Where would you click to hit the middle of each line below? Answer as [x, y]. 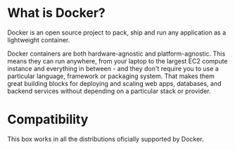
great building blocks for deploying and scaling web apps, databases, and [114, 83]
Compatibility [48, 119]
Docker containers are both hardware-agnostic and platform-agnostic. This [116, 54]
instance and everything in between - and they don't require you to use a [113, 68]
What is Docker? [56, 13]
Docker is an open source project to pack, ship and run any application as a [117, 32]
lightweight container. [39, 39]
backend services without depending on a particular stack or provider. [109, 91]
